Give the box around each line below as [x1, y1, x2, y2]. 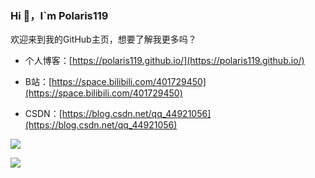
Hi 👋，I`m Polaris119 [10, 8, 109, 22]
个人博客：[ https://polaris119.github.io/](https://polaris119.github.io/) [24, 55, 305, 67]
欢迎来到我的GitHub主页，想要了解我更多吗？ [10, 33, 197, 46]
